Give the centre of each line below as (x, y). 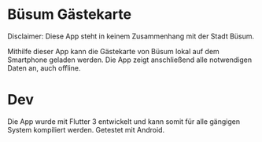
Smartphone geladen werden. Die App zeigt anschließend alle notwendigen (130, 60)
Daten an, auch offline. (44, 67)
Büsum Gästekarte (69, 15)
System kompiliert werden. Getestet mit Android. (86, 129)
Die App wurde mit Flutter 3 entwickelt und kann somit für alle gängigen (124, 121)
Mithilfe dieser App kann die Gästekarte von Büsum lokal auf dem (113, 51)
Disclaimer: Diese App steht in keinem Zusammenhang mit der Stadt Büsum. (131, 36)
